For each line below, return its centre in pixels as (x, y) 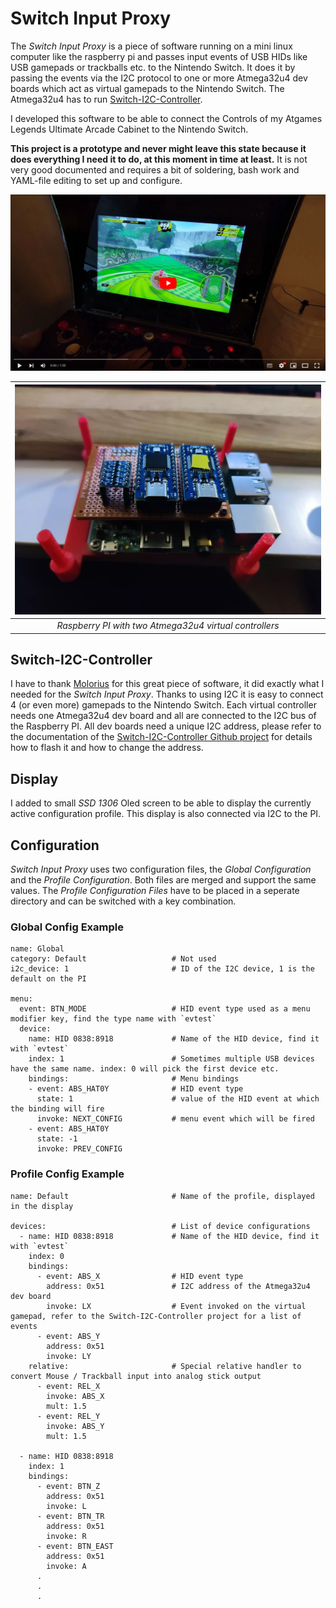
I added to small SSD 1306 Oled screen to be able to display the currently (161, 803)
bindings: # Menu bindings (134, 1079)
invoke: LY (69, 1356)
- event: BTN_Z (68, 1486)
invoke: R (66, 1536)
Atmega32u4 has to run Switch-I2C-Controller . (106, 99)
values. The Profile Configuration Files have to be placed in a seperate (155, 891)
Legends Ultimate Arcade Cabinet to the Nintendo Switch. (129, 129)
